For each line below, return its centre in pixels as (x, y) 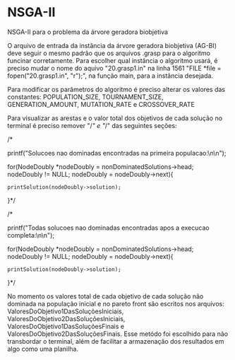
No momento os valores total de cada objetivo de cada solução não (106, 296)
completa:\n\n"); (31, 235)
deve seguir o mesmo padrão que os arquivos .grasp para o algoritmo (109, 53)
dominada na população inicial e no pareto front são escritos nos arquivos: (116, 303)
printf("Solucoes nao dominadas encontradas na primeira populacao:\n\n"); (117, 153)
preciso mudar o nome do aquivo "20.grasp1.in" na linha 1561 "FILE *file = (114, 68)
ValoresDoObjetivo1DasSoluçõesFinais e (66, 326)
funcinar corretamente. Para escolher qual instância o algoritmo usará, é (113, 60)
